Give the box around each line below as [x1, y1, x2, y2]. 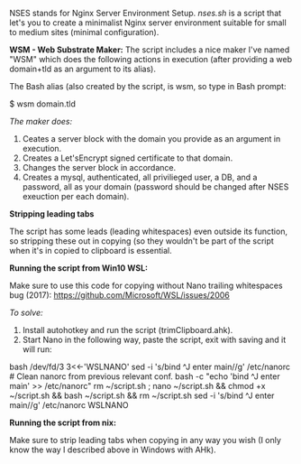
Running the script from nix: [9, 417, 117, 428]
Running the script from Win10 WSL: [9, 263, 149, 274]
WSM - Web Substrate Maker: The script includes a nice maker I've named [9, 44, 290, 55]
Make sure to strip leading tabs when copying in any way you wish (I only [9, 435, 282, 445]
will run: [22, 344, 52, 355]
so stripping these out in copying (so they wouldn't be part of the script [9, 236, 275, 246]
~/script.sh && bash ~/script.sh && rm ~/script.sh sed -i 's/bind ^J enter [9, 390, 275, 401]
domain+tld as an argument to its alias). [9, 63, 156, 74]
